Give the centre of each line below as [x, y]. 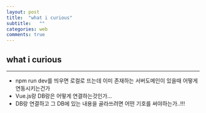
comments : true [26, 35]
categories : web [27, 29]
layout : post [23, 12]
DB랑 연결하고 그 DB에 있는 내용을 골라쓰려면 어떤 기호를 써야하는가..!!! [100, 103]
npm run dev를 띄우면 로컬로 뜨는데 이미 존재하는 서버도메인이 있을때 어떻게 [106, 81]
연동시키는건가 [32, 88]
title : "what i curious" [39, 18]
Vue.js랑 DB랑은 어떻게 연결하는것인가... [63, 96]
